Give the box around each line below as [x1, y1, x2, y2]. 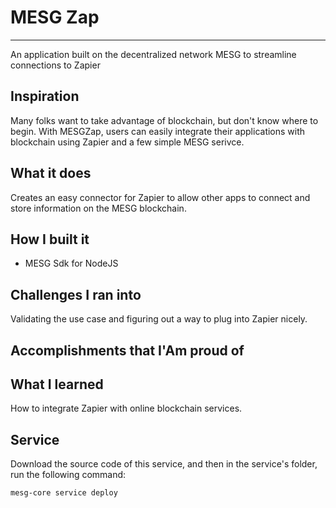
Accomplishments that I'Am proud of [10, 342, 245, 359]
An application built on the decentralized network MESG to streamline [10, 48, 297, 60]
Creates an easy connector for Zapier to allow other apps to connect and [10, 191, 311, 203]
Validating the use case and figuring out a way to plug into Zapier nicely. [10, 313, 308, 325]
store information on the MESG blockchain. [10, 202, 187, 214]
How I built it [10, 231, 90, 248]
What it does [10, 165, 92, 182]
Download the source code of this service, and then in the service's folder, [10, 458, 318, 470]
